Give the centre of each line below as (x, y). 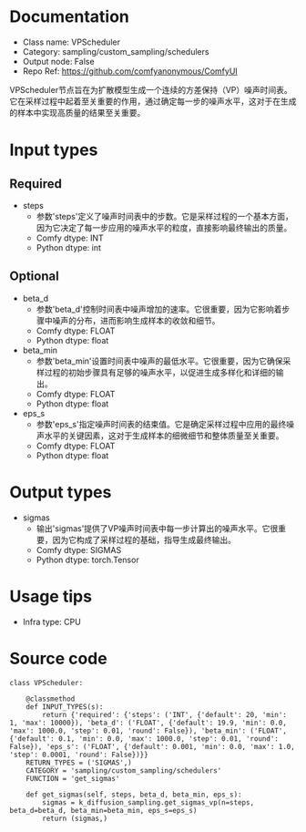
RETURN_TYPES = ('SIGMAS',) (79, 763)
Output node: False (58, 61)
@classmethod (51, 699)
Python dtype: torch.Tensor (87, 560)
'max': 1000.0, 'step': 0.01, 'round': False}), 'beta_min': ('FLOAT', (148, 731)
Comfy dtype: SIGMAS (79, 550)
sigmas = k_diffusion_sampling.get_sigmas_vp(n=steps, (148, 802)
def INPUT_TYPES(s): (65, 707)
